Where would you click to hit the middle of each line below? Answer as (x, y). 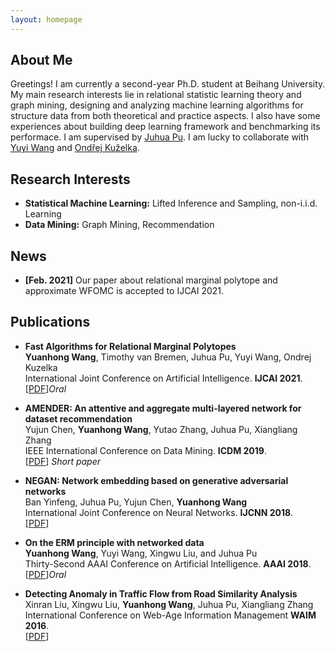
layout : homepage (46, 19)
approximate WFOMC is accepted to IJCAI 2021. (124, 291)
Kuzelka (41, 367)
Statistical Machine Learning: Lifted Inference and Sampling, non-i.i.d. (171, 203)
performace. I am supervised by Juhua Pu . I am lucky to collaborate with (160, 137)
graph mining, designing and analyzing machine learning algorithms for (157, 105)
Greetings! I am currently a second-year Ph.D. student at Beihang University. (168, 84)
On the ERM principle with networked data (114, 542)
